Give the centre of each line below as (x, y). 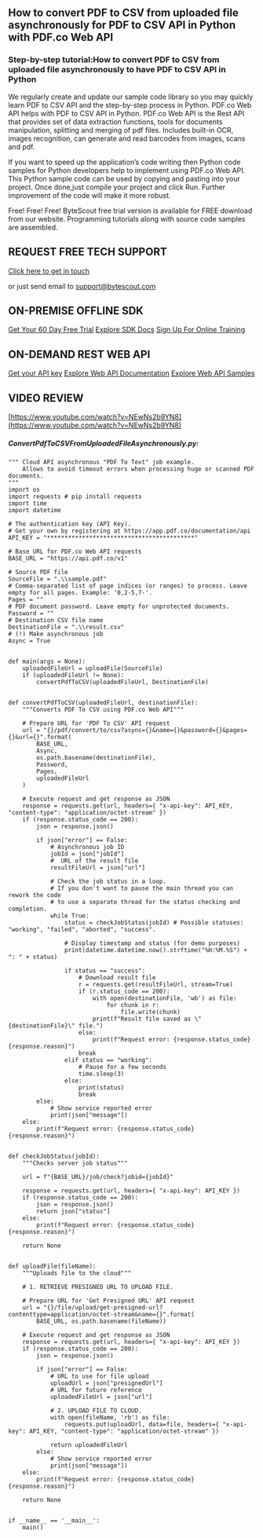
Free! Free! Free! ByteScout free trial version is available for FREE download (130, 211)
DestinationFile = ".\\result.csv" (66, 627)
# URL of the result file (94, 861)
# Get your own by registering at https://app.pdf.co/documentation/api (130, 531)
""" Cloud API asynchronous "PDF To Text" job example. (101, 462)
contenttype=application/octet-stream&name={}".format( (101, 1314)
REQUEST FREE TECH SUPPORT (88, 252)
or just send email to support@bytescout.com (82, 286)
